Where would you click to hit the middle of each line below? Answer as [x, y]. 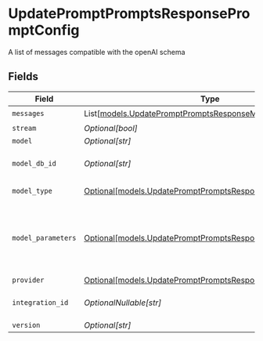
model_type [32, 190]
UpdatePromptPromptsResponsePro [129, 14]
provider [28, 280]
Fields [23, 76]
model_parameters [44, 238]
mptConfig [44, 30]
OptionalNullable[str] [122, 303]
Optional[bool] [111, 128]
